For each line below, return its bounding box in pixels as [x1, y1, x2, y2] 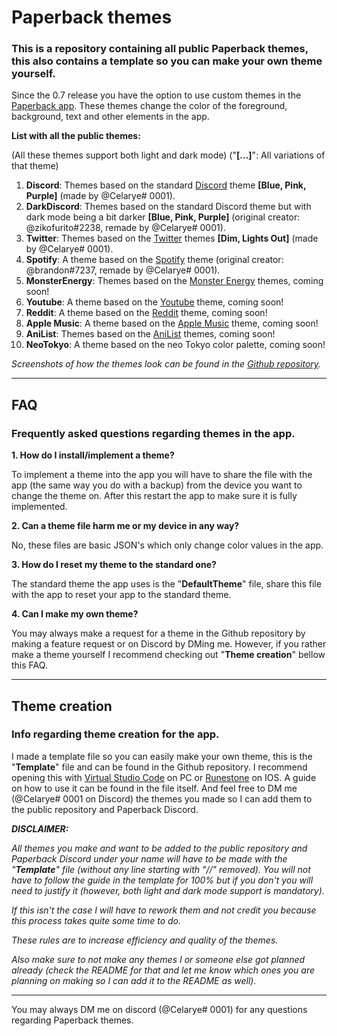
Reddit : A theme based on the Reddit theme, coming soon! [25, 307, 268, 319]
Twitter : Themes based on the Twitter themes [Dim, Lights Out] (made [25, 232, 319, 245]
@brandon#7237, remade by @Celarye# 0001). [25, 264, 221, 276]
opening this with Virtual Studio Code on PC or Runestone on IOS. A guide [11, 771, 317, 783]
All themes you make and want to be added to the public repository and [11, 842, 308, 854]
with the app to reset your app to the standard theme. [11, 589, 232, 601]
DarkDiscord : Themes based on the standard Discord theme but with [25, 201, 312, 213]
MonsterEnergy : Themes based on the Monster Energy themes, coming [25, 275, 324, 287]
